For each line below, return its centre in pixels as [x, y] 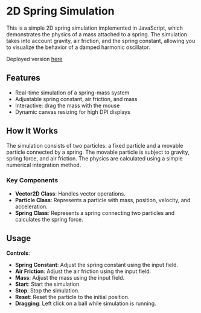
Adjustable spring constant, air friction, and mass [76, 99]
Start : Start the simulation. [48, 284]
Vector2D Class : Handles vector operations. [70, 193]
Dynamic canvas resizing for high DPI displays [73, 112]
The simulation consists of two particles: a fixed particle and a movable [95, 145]
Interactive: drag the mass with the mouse [67, 105]
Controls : [18, 253]
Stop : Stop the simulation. [47, 290]
